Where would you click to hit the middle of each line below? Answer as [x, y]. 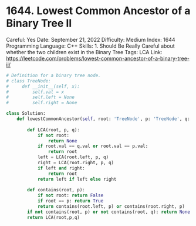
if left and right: [61, 168]
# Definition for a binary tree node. [53, 75]
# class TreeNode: [28, 81]
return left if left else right [77, 179]
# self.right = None [42, 103]
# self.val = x [35, 92]
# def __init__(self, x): [43, 87]
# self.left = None [40, 97]
